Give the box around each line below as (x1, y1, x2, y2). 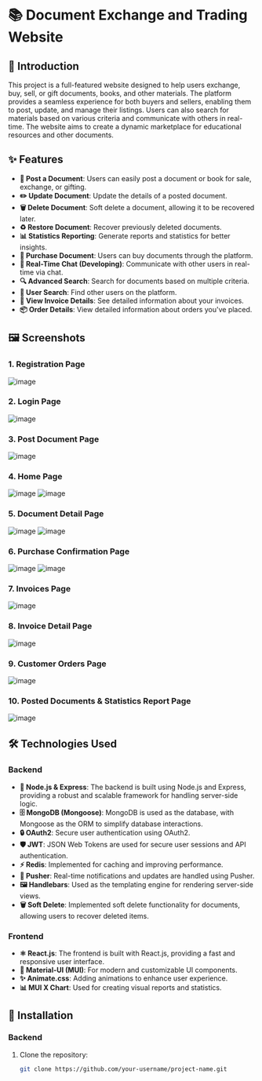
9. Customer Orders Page (8, 658, 107, 669)
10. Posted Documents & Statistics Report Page (8, 695, 191, 706)
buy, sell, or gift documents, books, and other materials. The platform (8, 89, 232, 98)
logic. (19, 799, 38, 808)
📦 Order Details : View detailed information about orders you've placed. (19, 304, 253, 314)
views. (19, 891, 41, 901)
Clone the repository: (19, 1050, 89, 1059)
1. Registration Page (8, 359, 86, 369)
